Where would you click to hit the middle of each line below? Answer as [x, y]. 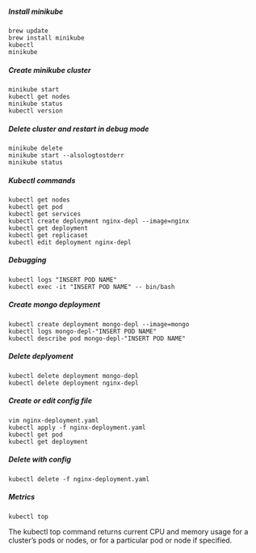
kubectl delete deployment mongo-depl [73, 376]
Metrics [22, 497]
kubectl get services [45, 214]
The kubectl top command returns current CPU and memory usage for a [128, 531]
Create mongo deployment [55, 304]
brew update [28, 31]
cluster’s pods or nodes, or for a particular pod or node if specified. [120, 540]
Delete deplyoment [41, 356]
